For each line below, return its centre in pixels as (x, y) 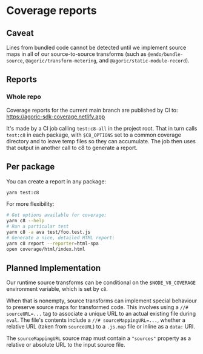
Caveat (20, 33)
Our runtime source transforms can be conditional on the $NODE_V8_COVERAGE (101, 282)
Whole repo (24, 97)
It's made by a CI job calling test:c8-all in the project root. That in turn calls (102, 128)
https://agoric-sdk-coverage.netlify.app (56, 117)
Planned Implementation (54, 268)
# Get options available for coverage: (57, 215)
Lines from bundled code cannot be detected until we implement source (96, 47)
